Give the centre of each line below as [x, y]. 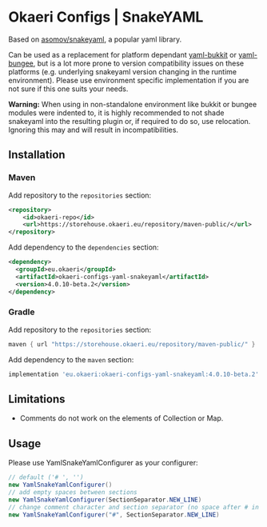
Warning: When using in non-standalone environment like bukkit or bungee [133, 104]
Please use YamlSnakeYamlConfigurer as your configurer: [103, 463]
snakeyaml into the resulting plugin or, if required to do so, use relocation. [130, 121]
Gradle [22, 312]
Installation [37, 155]
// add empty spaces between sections [73, 492]
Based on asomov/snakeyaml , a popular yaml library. [95, 39]
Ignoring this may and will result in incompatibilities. [93, 130]
